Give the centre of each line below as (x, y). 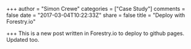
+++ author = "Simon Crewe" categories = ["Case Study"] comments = (96, 9)
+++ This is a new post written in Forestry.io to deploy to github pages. (95, 33)
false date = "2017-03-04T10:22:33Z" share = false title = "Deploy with (96, 15)
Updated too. (23, 40)
